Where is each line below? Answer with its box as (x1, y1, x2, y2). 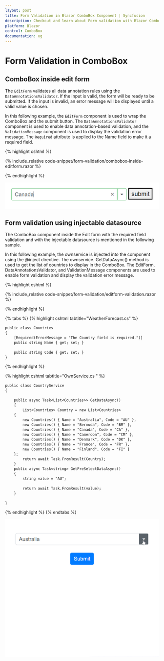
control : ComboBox (5, 28, 42, 34)
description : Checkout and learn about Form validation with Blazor (5, 18, 147, 23)
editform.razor (5, 163, 34, 169)
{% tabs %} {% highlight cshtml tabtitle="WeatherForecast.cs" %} (5, 316, 138, 321)
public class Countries (5, 326, 54, 331)
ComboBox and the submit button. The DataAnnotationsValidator (5, 118, 137, 124)
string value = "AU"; (22, 476, 67, 481)
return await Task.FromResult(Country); (22, 457, 106, 462)
